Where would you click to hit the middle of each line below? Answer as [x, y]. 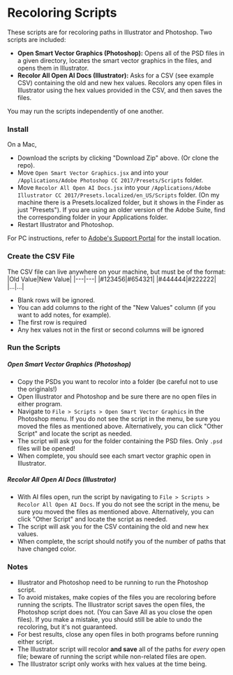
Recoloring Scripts [62, 13]
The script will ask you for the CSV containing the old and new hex [113, 527]
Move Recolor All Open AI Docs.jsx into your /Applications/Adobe [114, 188]
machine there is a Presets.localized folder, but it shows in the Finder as [121, 202]
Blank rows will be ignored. [56, 300]
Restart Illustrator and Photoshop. [66, 225]
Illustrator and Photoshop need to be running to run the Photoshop [113, 582]
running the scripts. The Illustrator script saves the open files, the [111, 604]
